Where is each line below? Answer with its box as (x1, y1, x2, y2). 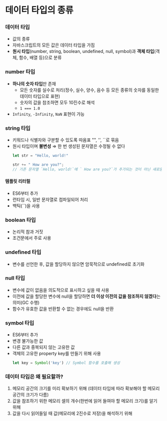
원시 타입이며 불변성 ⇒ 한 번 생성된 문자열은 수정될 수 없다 (12, 143, 125, 149)
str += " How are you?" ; (12, 162, 64, 167)
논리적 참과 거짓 (12, 229, 43, 235)
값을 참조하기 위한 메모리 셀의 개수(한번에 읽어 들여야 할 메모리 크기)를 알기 (12, 398, 158, 404)
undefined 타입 (5, 249, 41, 256)
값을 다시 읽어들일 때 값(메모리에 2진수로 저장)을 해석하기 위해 (12, 411, 133, 417)
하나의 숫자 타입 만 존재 (12, 80, 56, 86)
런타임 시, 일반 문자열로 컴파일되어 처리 (12, 196, 88, 202)
